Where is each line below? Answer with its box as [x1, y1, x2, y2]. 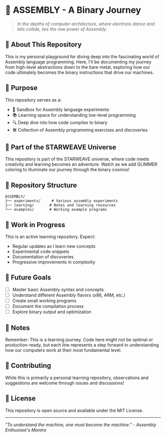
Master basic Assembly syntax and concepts [12, 287, 104, 292]
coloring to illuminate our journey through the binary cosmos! [5, 167, 130, 173]
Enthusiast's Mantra [5, 427, 46, 433]
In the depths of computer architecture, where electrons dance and [17, 21, 155, 27]
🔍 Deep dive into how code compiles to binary [12, 119, 108, 125]
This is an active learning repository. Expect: [5, 234, 95, 240]
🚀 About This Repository [5, 41, 82, 49]
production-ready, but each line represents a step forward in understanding [5, 341, 159, 348]
